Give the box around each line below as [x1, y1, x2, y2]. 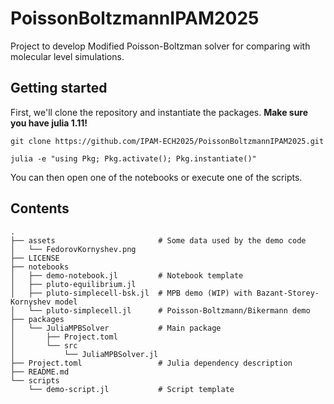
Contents [10, 200, 70, 217]
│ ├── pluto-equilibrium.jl [10, 279, 137, 289]
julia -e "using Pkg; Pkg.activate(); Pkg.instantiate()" [10, 153, 257, 164]
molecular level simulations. [10, 50, 125, 62]
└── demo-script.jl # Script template [28, 384, 235, 394]
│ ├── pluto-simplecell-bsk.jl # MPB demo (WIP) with [10, 288, 253, 298]
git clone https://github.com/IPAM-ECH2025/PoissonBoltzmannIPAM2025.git [10, 136, 325, 146]
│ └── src [10, 340, 78, 351]
